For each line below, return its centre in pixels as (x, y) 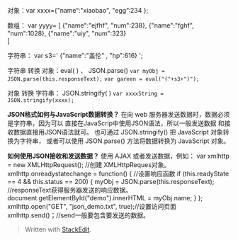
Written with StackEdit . (58, 229)
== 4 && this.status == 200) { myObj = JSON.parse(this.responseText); (111, 182)
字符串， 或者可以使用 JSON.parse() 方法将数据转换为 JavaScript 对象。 (125, 141)
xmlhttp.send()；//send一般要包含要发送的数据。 (79, 215)
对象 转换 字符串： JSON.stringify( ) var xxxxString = (86, 93)
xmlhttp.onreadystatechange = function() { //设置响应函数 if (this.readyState (118, 173)
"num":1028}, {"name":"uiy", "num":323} (67, 33)
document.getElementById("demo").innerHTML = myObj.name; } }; (105, 198)
